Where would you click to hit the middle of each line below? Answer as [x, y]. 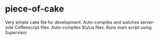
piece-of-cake [35, 9]
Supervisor [16, 32]
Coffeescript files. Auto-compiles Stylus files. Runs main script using [83, 27]
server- [148, 22]
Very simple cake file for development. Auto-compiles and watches [72, 22]
